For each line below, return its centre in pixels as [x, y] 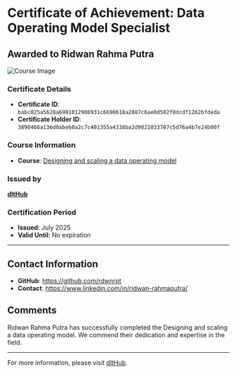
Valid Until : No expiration [54, 235]
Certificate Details [39, 89]
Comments [32, 310]
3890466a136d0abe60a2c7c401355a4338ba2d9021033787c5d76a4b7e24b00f [119, 127]
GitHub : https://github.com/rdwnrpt [69, 281]
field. [15, 342]
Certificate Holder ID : [49, 119]
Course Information [42, 145]
